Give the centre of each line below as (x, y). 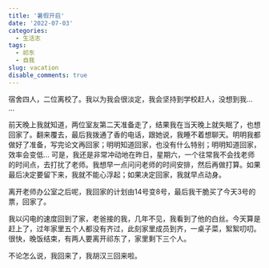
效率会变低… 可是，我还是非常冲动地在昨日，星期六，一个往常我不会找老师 (132, 154)
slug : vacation (34, 68)
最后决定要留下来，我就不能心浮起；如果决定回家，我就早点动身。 (117, 174)
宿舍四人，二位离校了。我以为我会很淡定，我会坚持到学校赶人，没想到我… (131, 99)
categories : (28, 30)
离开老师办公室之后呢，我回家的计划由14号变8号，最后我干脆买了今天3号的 (132, 191)
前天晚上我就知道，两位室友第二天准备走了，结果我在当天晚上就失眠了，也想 (134, 124)
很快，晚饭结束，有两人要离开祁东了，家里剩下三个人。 (99, 238)
